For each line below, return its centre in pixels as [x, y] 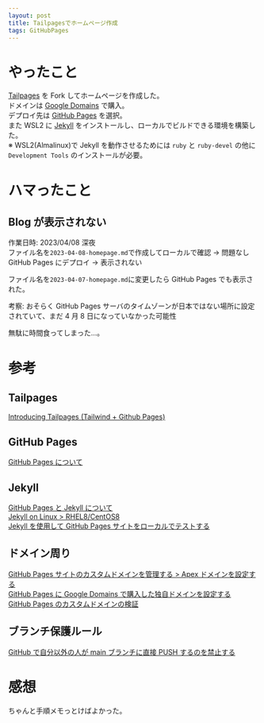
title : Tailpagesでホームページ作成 [63, 23]
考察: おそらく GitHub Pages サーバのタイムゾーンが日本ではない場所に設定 [132, 306]
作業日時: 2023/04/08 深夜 [52, 242]
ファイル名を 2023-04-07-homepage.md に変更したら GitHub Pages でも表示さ [131, 280]
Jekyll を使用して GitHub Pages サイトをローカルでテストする [109, 526]
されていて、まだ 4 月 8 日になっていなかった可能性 [92, 316]
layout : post [30, 15]
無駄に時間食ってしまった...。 [56, 333]
